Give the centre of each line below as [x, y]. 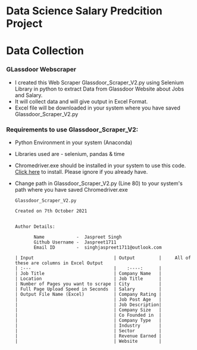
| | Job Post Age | [88, 299]
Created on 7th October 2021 [51, 211]
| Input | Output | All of [103, 258]
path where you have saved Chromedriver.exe [71, 189]
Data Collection [45, 51]
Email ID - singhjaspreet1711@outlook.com [98, 247]
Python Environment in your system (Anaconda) [74, 142]
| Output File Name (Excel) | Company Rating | [88, 294]
